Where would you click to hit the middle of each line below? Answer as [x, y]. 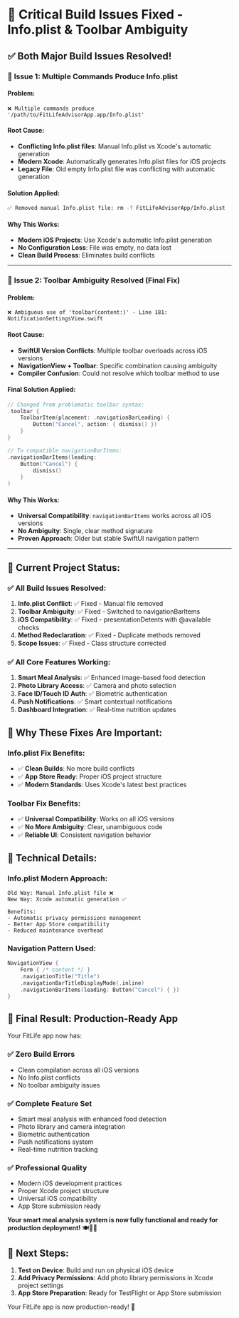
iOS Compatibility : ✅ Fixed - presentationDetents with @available [114, 619]
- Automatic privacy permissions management [74, 918]
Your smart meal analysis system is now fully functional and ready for [113, 1220]
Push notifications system [55, 1142]
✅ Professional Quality [47, 1167]
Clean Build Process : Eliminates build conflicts [86, 255]
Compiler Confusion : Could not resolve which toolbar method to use [118, 373]
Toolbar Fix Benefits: [44, 804]
